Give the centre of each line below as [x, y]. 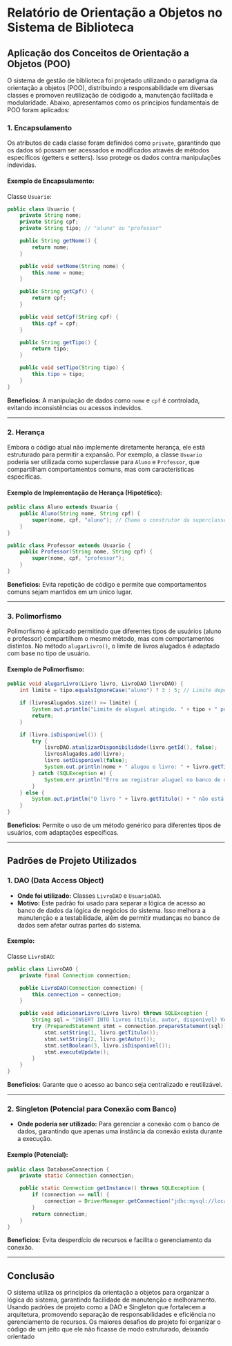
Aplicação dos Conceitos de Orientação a [98, 53]
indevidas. [22, 165]
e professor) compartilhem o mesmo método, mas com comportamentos [110, 639]
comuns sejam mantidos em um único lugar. [70, 592]
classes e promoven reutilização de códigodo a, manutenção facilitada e [110, 95]
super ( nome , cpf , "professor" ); [79, 558]
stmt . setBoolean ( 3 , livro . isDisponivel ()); [107, 1045]
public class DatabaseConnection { [58, 1169]
